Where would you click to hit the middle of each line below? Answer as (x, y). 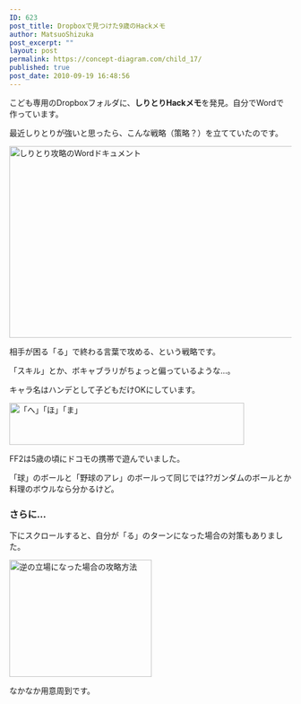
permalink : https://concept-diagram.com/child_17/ (106, 59)
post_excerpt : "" (42, 43)
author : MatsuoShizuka (52, 34)
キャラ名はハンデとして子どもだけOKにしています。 (104, 389)
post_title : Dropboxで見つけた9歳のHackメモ (87, 26)
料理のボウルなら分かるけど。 (64, 489)
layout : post (34, 51)
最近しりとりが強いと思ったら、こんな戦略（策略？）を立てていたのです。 (146, 133)
